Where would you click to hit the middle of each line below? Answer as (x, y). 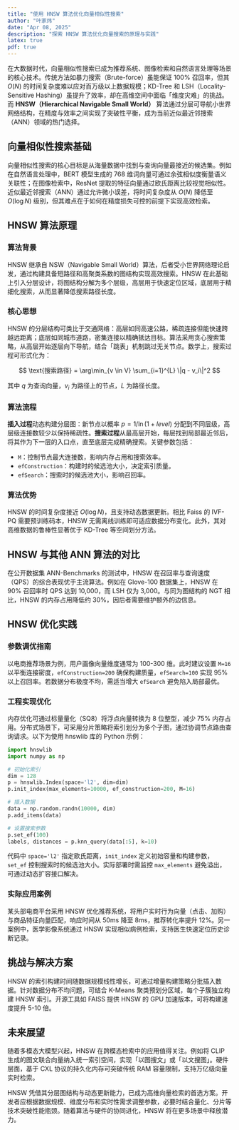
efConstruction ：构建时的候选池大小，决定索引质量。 (96, 465)
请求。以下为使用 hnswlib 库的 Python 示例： (79, 736)
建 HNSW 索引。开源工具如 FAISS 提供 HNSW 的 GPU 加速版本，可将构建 (115, 999)
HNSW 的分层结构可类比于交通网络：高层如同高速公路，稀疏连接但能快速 (115, 328)
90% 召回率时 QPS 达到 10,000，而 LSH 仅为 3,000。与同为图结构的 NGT (115, 591)
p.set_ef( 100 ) (28, 835)
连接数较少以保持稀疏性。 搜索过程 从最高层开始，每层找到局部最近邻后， (126, 433)
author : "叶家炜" (31, 21)
